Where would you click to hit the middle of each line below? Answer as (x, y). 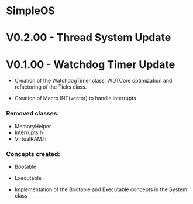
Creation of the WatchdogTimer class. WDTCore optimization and (93, 81)
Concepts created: (33, 154)
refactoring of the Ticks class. (51, 87)
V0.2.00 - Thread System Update (89, 38)
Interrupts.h (29, 132)
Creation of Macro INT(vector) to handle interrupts (75, 98)
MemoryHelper (33, 126)
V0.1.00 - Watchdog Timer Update (91, 64)
